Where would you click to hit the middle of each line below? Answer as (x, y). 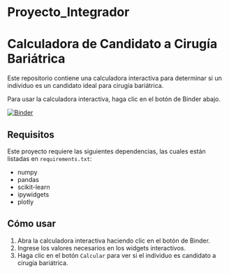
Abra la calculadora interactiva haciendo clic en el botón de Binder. (114, 241)
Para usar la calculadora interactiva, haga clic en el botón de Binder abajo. (114, 99)
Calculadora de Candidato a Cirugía (112, 44)
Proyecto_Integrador (68, 12)
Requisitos (31, 134)
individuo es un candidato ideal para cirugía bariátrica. (86, 86)
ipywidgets (33, 194)
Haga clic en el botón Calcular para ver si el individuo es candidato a (117, 255)
